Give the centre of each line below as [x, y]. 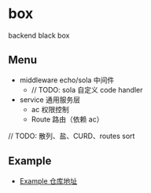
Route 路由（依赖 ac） [67, 119]
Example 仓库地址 [48, 180]
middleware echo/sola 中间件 [67, 80]
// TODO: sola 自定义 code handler [87, 89]
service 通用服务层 [50, 100]
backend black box [39, 35]
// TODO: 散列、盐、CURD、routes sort [72, 136]
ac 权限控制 [50, 109]
